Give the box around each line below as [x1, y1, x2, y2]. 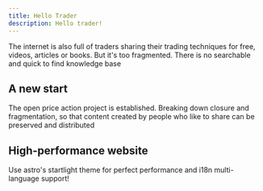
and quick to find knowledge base [8, 58, 122, 69]
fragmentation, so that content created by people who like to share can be [8, 112, 256, 122]
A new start [8, 81, 69, 95]
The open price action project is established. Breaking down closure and [8, 103, 250, 113]
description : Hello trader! [8, 19, 103, 27]
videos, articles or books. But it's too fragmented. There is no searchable [8, 50, 252, 60]
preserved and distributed [8, 120, 95, 130]
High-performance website [8, 143, 148, 157]
